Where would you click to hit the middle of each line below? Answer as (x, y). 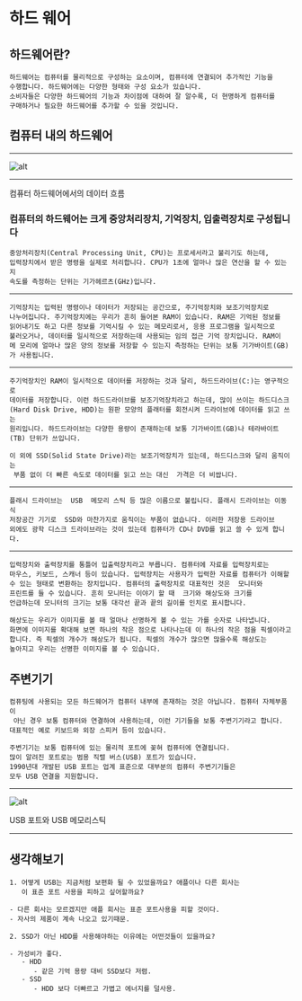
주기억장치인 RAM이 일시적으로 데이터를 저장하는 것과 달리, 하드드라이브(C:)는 (135, 381)
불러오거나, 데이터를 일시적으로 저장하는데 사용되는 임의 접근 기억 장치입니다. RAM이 (145, 337)
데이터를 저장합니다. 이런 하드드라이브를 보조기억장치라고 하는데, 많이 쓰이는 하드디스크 (150, 401)
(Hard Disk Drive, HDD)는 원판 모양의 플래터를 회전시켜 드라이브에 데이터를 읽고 (145, 410)
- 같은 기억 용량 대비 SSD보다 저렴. (92, 971)
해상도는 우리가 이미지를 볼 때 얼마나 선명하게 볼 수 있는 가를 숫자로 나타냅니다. (140, 621)
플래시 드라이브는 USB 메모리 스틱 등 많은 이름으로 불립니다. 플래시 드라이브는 (140, 501)
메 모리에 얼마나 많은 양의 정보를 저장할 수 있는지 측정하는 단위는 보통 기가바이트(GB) (149, 346)
